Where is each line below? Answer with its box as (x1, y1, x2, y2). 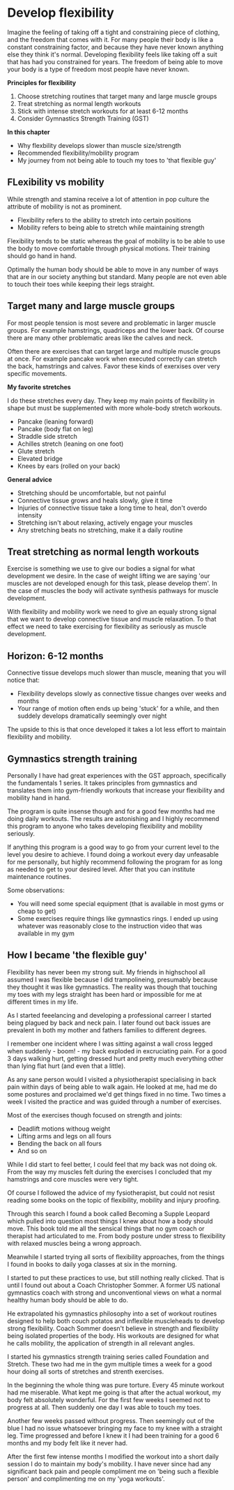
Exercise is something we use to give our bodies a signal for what (7, 564, 195, 573)
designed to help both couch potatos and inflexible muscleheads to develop (7, 1316, 225, 1325)
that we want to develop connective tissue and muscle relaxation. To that (7, 615, 217, 624)
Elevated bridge (17, 454, 63, 462)
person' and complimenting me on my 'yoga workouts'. (7, 1474, 165, 1483)
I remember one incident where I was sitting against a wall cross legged (7, 1039, 213, 1048)
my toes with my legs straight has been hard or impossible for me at (7, 990, 202, 998)
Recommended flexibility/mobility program (17, 149, 139, 157)
